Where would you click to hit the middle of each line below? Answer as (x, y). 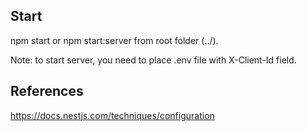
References (47, 91)
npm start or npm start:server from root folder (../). (114, 40)
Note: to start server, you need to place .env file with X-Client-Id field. (153, 60)
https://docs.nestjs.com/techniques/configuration (112, 115)
